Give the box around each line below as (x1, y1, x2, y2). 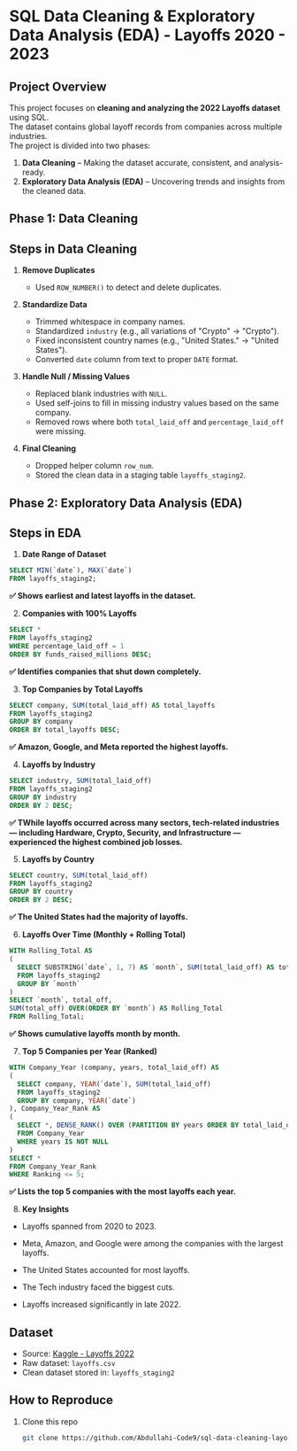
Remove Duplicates (21, 265, 95, 275)
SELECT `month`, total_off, (9, 996, 113, 1005)
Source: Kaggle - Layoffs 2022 (21, 1348, 134, 1359)
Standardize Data (21, 299, 88, 310)
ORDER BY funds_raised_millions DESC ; (9, 649, 152, 659)
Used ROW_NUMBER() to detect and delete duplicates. (34, 282, 223, 293)
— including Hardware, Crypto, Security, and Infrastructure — (9, 826, 241, 838)
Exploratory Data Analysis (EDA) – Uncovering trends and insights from (21, 176, 286, 187)
